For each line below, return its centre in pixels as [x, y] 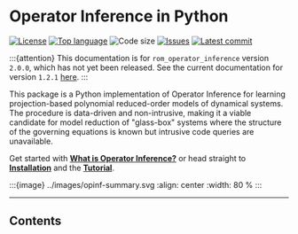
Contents [35, 221]
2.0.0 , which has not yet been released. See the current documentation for [146, 67]
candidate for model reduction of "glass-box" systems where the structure [145, 122]
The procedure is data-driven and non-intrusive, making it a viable [130, 113]
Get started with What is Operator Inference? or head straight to [128, 158]
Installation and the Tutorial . [62, 168]
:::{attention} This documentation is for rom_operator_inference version [139, 58]
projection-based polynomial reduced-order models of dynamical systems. [146, 103]
